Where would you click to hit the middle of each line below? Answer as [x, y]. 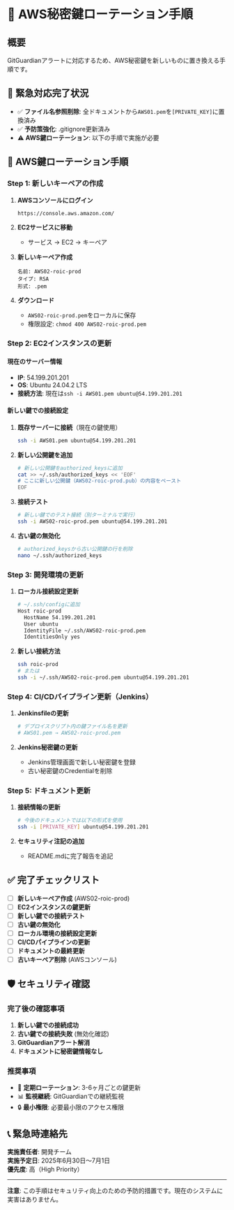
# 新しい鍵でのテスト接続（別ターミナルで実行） [77, 515]
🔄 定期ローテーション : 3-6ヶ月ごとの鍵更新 [79, 1088]
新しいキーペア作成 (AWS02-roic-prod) [73, 898]
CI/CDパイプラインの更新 [54, 942]
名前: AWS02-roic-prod [49, 271]
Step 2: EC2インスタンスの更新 [60, 343]
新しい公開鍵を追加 [45, 454]
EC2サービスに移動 [45, 227]
